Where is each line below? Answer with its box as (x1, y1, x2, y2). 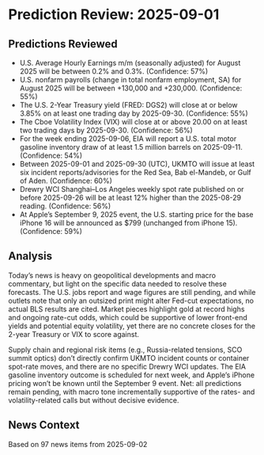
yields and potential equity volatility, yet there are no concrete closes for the (8, 321, 255, 331)
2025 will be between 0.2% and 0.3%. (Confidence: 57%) (19, 67, 209, 76)
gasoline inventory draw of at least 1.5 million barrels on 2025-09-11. (19, 143, 243, 151)
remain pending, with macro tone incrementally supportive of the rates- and (8, 387, 255, 396)
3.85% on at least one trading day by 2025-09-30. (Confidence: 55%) (19, 109, 249, 118)
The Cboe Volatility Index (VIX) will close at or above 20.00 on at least (19, 117, 247, 126)
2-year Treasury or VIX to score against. (8, 329, 140, 338)
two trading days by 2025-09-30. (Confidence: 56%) (19, 125, 194, 135)
